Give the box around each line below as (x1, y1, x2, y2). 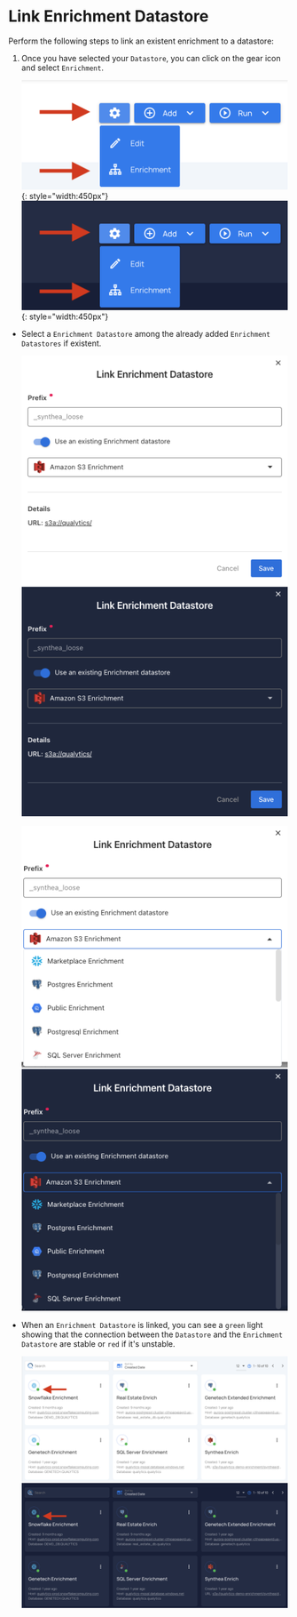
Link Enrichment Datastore (8, 6, 209, 27)
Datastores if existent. (20, 338, 102, 348)
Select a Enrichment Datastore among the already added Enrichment (20, 329, 271, 340)
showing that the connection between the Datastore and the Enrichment (20, 1329, 283, 1340)
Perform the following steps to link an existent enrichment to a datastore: (8, 36, 274, 46)
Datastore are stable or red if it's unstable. (20, 1338, 176, 1349)
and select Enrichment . (20, 62, 104, 73)
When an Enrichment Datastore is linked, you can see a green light (20, 1319, 263, 1330)
